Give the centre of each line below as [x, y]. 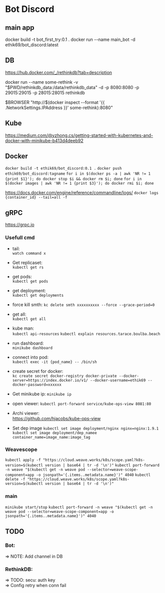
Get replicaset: [27, 262]
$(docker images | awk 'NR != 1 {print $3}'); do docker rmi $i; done [80, 183]
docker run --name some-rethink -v [42, 82]
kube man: [23, 328]
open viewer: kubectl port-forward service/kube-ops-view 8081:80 [82, 403]
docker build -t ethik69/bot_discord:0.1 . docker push [64, 169]
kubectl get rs [28, 267]
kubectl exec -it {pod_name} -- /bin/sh [55, 362]
